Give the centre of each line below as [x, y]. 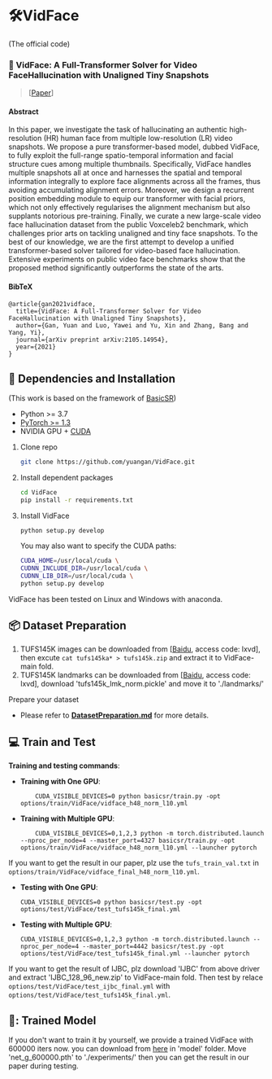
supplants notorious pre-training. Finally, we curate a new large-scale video [135, 216]
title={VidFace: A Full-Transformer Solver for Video [108, 311]
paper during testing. [43, 1066]
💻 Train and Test [52, 742]
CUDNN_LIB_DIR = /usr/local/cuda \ [77, 576]
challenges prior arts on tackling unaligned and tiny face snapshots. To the [133, 234]
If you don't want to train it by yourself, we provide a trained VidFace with [131, 1040]
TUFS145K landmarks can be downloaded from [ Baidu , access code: [136, 675]
